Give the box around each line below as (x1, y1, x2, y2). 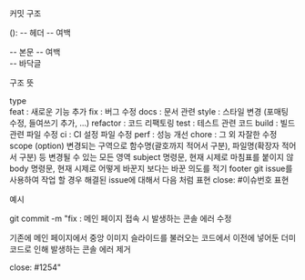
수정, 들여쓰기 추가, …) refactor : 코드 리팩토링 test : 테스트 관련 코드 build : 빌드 (9, 117, 296, 128)
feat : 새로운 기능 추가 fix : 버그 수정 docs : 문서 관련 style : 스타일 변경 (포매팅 (9, 106, 290, 116)
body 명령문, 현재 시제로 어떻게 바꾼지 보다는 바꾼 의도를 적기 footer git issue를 (9, 163, 293, 174)
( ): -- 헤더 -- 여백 (9, 27, 71, 38)
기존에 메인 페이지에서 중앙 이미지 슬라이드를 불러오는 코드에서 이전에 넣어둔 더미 (9, 233, 297, 243)
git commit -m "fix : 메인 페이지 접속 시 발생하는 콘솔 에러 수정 (9, 213, 232, 224)
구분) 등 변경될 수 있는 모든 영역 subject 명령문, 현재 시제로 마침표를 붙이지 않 (18, 152, 294, 162)
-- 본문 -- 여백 (9, 46, 61, 57)
